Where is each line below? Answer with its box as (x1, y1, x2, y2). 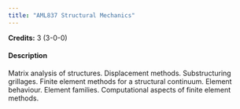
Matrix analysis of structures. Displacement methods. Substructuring (8, 68, 231, 78)
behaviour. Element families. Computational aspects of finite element (8, 85, 231, 94)
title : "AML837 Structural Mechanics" (8, 11, 135, 20)
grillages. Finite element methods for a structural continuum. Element (8, 76, 232, 86)
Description (8, 51, 48, 60)
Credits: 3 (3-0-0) (8, 33, 68, 42)
